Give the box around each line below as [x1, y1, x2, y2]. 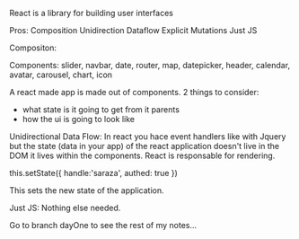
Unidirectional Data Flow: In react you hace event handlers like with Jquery [9, 131, 286, 142]
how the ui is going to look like [22, 114, 135, 124]
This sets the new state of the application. [9, 185, 164, 196]
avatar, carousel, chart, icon [9, 69, 113, 80]
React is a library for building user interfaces [9, 8, 173, 18]
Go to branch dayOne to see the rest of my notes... [9, 220, 198, 230]
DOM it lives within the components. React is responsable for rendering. [9, 150, 276, 161]
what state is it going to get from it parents [22, 104, 180, 115]
